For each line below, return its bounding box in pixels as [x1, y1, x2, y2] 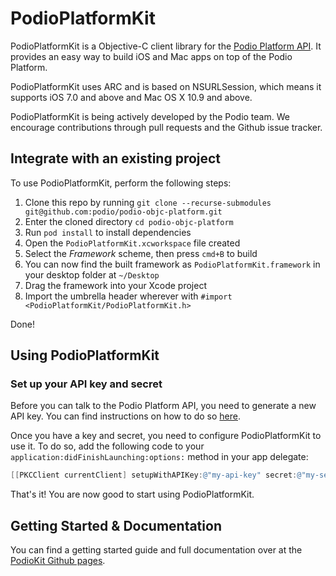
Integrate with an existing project [10, 150, 222, 167]
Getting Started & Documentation [10, 517, 222, 534]
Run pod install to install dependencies [24, 226, 192, 238]
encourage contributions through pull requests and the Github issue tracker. [10, 121, 323, 133]
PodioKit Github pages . [10, 555, 106, 567]
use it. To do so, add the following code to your [10, 440, 205, 452]
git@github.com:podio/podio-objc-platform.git [24, 207, 223, 217]
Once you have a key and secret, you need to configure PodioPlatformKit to [10, 430, 322, 442]
